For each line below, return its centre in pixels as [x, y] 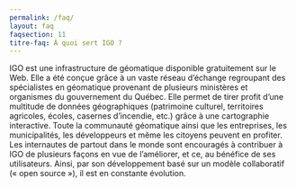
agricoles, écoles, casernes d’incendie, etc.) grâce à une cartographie [139, 116]
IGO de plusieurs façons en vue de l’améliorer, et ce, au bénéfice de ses [143, 155]
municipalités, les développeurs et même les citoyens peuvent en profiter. [146, 135]
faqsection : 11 [38, 34]
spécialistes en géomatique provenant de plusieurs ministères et [129, 87]
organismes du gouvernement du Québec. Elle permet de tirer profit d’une [147, 97]
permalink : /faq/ [42, 18]
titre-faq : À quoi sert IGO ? [66, 43]
